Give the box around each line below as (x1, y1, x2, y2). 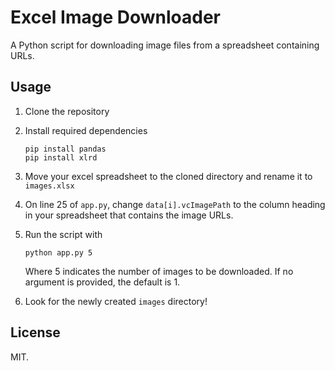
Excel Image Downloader (10, 6, 221, 29)
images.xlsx (24, 181, 75, 191)
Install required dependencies (24, 124, 148, 136)
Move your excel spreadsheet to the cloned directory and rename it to (24, 170, 313, 182)
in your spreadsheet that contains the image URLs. (24, 209, 234, 221)
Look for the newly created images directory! (24, 295, 208, 307)
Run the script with (24, 228, 103, 240)
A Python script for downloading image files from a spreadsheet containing (10, 39, 320, 51)
